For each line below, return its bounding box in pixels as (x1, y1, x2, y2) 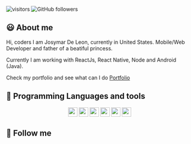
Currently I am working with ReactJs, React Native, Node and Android (6, 56, 177, 63)
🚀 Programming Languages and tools (6, 91, 145, 101)
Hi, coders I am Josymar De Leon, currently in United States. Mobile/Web (6, 39, 185, 46)
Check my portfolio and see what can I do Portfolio (6, 74, 130, 81)
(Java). (6, 62, 24, 69)
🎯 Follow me (6, 128, 52, 139)
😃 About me (6, 23, 53, 33)
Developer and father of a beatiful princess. (6, 44, 113, 52)
